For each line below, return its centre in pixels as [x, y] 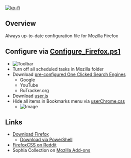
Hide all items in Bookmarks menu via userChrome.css [68, 101]
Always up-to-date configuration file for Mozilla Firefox [62, 36]
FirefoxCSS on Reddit [34, 145]
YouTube [29, 85]
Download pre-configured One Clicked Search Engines [69, 74]
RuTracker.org [34, 90]
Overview [21, 23]
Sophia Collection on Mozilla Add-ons [51, 150]
